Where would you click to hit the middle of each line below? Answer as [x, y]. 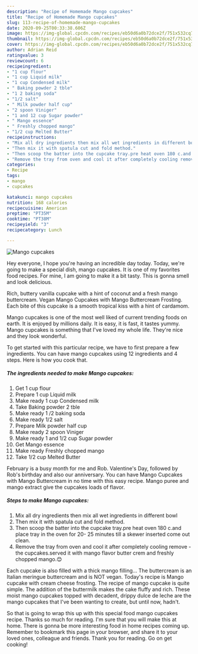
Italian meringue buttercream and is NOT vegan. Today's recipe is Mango [95, 576]
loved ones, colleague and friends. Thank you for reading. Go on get [89, 638]
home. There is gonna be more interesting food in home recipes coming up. [98, 625]
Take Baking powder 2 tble [48, 407]
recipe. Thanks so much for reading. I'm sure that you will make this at [92, 619]
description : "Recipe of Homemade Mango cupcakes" [70, 11]
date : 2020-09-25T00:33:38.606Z [46, 28]
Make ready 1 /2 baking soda [50, 413]
